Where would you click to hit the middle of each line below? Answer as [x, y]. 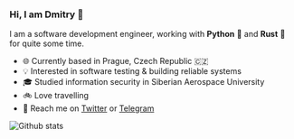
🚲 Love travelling [55, 96]
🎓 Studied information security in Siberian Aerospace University [143, 82]
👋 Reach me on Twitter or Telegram [88, 108]
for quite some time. [47, 43]
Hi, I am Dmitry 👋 [47, 14]
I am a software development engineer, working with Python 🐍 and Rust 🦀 [147, 34]
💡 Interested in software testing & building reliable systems [132, 71]
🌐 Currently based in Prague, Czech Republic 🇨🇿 [115, 61]
